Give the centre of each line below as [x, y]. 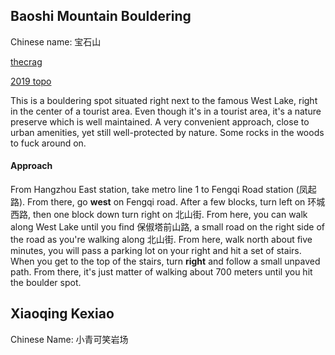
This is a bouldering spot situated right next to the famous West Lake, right [164, 100]
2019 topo [31, 81]
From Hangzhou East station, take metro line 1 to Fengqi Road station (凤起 [163, 190]
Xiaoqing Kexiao [62, 314]
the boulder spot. [46, 283]
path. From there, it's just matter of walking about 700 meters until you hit [161, 272]
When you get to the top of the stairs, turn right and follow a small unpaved [165, 261]
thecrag [26, 61]
